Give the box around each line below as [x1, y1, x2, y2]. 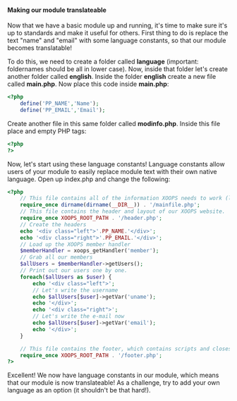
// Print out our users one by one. [20, 267, 128, 274]
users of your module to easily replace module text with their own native [7, 167, 217, 175]
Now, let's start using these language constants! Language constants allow [7, 159, 225, 168]
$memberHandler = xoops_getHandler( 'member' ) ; [20, 247, 159, 254]
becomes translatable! [7, 44, 73, 52]
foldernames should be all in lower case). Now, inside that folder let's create [7, 65, 228, 73]
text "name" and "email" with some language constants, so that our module [7, 36, 226, 45]
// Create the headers [20, 221, 87, 228]
